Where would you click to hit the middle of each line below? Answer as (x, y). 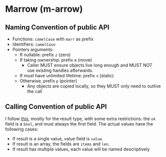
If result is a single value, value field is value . (58, 138)
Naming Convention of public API (57, 27)
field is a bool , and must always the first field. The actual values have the (79, 124)
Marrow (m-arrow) (44, 9)
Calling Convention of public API (56, 107)
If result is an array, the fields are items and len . (61, 144)
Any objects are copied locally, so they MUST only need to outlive (94, 86)
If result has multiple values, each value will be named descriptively (81, 149)
